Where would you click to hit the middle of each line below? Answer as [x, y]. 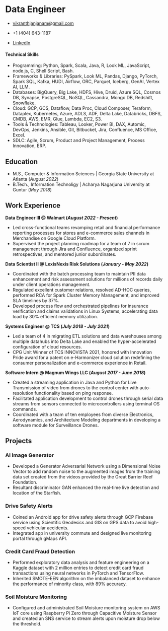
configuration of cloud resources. [47, 346]
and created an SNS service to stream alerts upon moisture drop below [86, 618]
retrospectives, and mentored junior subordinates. [64, 254]
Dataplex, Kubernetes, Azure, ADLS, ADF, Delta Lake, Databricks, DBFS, [87, 114]
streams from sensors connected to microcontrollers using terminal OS [86, 403]
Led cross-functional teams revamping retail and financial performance [86, 227]
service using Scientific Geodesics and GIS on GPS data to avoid [79, 522]
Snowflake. [24, 103]
